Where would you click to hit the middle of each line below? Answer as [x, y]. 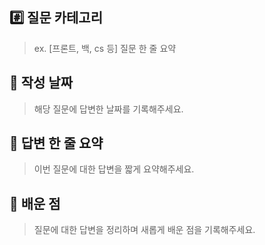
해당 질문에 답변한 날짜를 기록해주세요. [108, 109]
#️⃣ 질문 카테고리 [56, 18]
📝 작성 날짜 [41, 83]
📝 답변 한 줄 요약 [56, 143]
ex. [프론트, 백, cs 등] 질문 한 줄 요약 [105, 48]
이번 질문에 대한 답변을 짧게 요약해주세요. [114, 169]
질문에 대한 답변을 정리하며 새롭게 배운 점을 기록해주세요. [144, 230]
